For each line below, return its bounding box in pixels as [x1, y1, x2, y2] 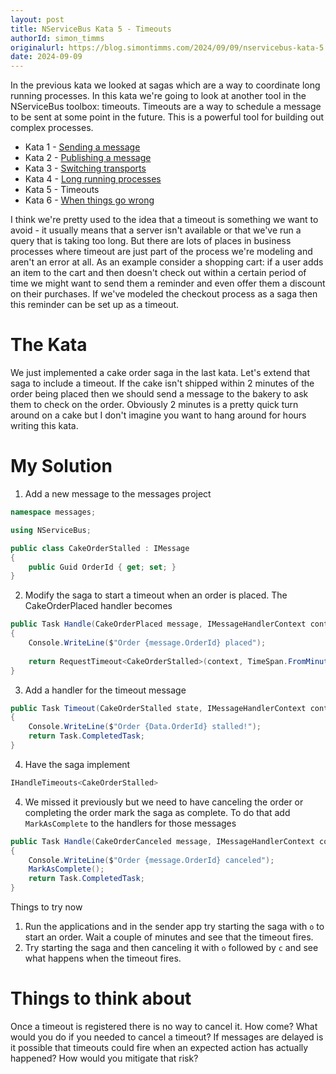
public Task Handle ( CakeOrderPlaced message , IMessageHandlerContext [10, 619, 307, 630]
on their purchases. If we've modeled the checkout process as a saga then [10, 288, 318, 300]
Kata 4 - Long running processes [24, 173, 162, 185]
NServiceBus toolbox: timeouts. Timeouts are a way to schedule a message [10, 101, 322, 113]
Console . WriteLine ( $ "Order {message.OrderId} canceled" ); [28, 855, 275, 865]
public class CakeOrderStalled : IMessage [10, 543, 190, 553]
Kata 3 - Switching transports [24, 162, 147, 175]
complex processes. [10, 122, 94, 134]
